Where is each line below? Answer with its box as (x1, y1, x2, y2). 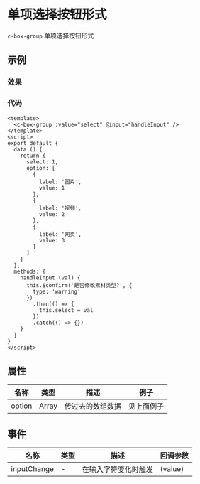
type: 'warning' (33, 288, 81, 295)
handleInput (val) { (20, 274, 81, 281)
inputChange (11, 464, 55, 474)
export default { (7, 139, 59, 146)
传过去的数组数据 (64, 402, 122, 412)
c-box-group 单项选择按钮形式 (7, 31, 94, 40)
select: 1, (26, 158, 59, 166)
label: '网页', (38, 230, 82, 238)
